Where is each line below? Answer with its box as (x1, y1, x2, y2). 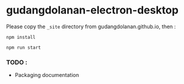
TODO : (6, 58, 28, 66)
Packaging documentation (14, 72, 80, 79)
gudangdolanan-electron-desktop (6, 4, 179, 17)
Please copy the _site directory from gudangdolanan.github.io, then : (6, 23, 176, 30)
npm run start (6, 45, 42, 51)
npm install (6, 34, 36, 40)
